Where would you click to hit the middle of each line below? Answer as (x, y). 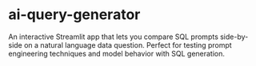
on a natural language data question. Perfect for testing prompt (128, 45)
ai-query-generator (74, 15)
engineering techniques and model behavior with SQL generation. (117, 53)
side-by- (234, 37)
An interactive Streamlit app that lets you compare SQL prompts (113, 37)
